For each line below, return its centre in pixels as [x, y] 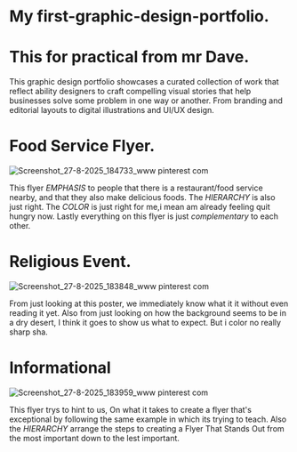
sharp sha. [29, 332]
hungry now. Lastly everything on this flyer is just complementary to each [144, 216]
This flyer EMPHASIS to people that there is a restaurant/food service [136, 188]
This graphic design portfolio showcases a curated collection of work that [144, 82]
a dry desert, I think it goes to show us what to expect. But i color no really [145, 323]
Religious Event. [70, 262]
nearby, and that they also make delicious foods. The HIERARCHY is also [142, 198]
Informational [60, 368]
